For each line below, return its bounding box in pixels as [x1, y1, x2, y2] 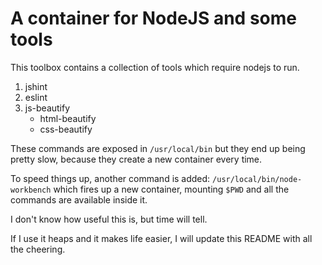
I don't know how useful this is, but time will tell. [10, 213, 208, 225]
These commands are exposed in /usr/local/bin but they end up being [10, 142, 306, 154]
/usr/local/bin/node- [212, 174, 303, 184]
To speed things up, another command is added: [10, 172, 211, 184]
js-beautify [24, 102, 71, 114]
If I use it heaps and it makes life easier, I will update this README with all [10, 232, 313, 244]
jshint [24, 80, 48, 92]
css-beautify [39, 123, 93, 135]
